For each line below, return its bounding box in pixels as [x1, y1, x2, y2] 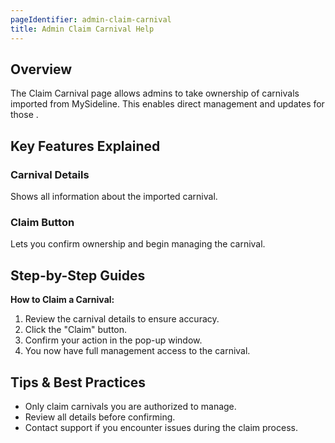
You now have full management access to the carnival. [24, 345, 251, 357]
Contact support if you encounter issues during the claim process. [24, 421, 298, 433]
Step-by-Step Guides [10, 267, 146, 284]
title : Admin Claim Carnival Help [10, 24, 155, 34]
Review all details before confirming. [24, 411, 176, 423]
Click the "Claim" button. [24, 324, 128, 336]
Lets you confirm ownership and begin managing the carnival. [10, 238, 266, 250]
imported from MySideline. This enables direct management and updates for [10, 98, 325, 110]
